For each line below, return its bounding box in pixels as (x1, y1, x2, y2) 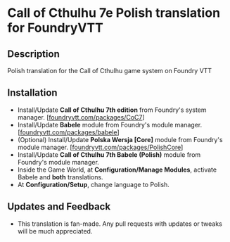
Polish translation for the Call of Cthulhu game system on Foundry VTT (7, 67, 212, 75)
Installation (7, 87, 58, 99)
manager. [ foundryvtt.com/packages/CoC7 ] (17, 113, 146, 121)
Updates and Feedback (7, 200, 111, 212)
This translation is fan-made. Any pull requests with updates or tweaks (17, 219, 223, 228)
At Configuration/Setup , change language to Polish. (17, 180, 170, 189)
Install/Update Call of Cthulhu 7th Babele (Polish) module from (17, 150, 201, 159)
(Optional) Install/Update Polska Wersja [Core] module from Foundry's (17, 135, 223, 144)
